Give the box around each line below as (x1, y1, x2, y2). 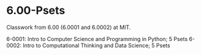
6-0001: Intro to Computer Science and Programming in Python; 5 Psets (6, 35, 188, 42)
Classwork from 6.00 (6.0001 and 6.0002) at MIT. (6, 24, 131, 31)
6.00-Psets (6, 4, 66, 18)
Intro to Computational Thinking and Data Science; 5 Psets (23, 42, 170, 49)
